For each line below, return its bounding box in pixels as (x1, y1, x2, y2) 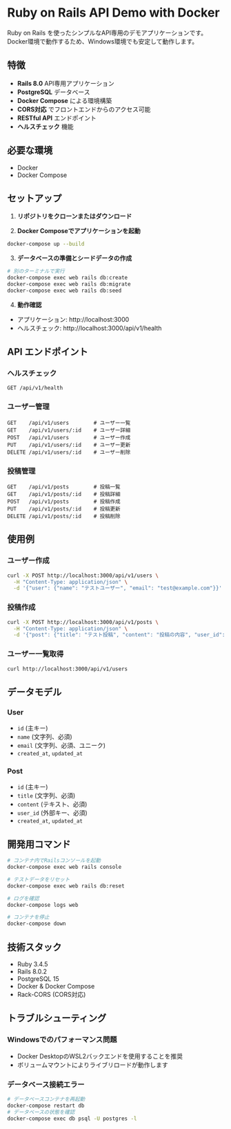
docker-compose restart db (7, 1102, 85, 1109)
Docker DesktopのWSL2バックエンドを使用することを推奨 (17, 1052, 183, 1060)
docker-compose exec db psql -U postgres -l (7, 1115, 137, 1122)
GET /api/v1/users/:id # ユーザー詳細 (7, 427, 131, 434)
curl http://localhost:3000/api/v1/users (7, 666, 128, 672)
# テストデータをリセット (7, 876, 70, 883)
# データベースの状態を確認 (7, 1108, 75, 1115)
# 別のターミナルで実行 (7, 268, 66, 275)
